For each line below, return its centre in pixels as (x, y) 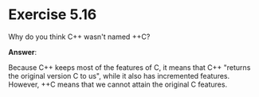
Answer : (23, 52)
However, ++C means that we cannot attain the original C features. (118, 84)
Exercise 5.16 (53, 15)
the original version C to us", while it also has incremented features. (119, 76)
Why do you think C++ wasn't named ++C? (79, 37)
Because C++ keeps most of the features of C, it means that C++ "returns (129, 67)
